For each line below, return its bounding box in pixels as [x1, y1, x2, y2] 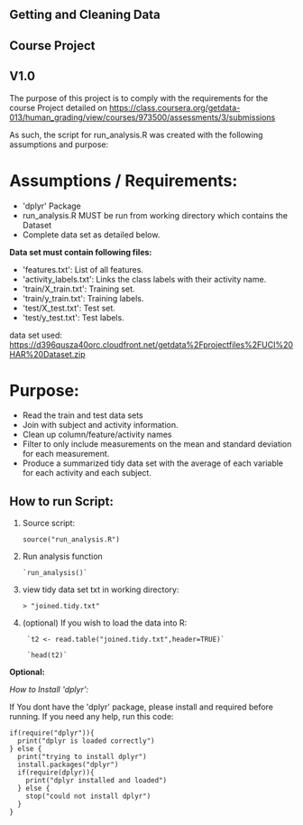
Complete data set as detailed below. [22, 229, 161, 240]
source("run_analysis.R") [22, 535, 120, 544]
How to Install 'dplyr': [9, 684, 88, 695]
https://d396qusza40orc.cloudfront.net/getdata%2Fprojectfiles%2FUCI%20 [9, 338, 294, 350]
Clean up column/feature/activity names [22, 429, 172, 440]
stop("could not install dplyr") [25, 792, 151, 802]
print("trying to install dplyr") [17, 753, 147, 762]
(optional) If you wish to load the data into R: [22, 617, 188, 628]
